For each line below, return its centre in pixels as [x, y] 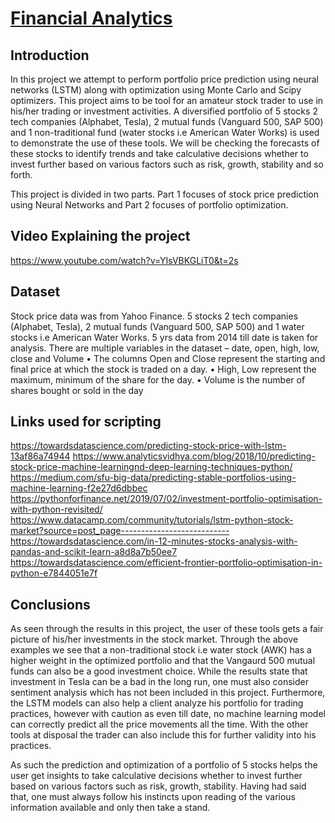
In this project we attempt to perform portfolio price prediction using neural [165, 79]
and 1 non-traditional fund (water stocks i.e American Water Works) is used [165, 132]
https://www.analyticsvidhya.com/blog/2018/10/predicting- [194, 456]
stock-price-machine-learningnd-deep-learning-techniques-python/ [151, 467]
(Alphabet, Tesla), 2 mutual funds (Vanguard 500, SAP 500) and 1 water [157, 326]
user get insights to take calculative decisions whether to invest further [156, 776]
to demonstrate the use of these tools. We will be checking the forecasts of [165, 143]
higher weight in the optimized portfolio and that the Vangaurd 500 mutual [163, 661]
